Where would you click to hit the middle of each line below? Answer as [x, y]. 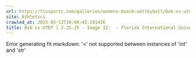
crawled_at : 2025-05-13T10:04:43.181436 [56, 22]
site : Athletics [26, 17]
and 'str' [16, 50]
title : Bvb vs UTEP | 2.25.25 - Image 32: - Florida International [91, 28]
